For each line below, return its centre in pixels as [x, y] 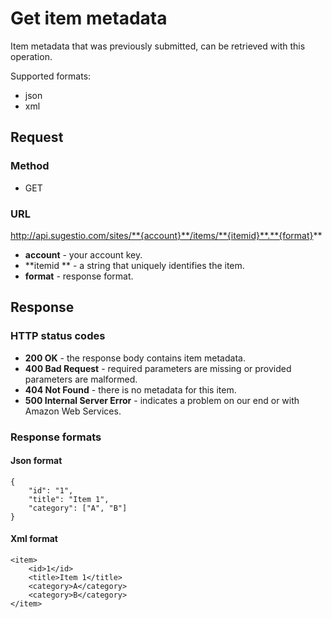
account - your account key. [83, 254]
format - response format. [79, 276]
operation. [31, 56]
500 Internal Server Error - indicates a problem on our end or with [162, 400]
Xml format [34, 539]
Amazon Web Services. [73, 411]
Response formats [56, 437]
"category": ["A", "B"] [78, 508]
